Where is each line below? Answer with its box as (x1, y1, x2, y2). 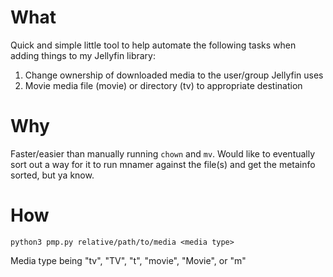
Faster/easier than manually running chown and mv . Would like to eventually (10, 147, 316, 160)
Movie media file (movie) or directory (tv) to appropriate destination (24, 79, 303, 91)
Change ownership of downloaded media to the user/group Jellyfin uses (24, 69, 324, 81)
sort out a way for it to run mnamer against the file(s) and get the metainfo (10, 158, 316, 170)
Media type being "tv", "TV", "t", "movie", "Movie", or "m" (10, 254, 247, 266)
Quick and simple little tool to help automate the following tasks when (10, 39, 297, 51)
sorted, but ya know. (10, 169, 95, 181)
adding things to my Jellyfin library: (10, 49, 156, 61)
